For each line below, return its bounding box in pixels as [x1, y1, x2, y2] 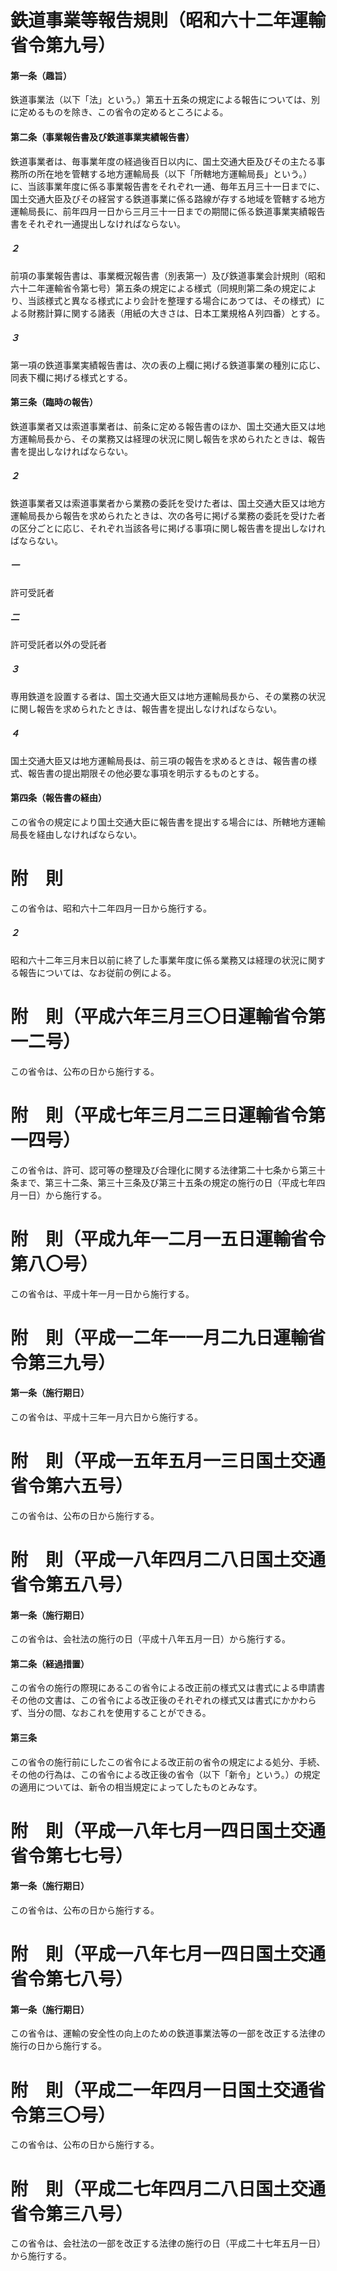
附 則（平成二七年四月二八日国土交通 [10, 2177, 327, 2200]
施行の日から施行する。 [10, 2040, 107, 2052]
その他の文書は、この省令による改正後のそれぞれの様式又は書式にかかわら [10, 1694, 317, 1706]
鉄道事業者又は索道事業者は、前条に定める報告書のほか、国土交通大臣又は [10, 420, 317, 432]
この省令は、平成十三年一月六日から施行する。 [10, 1411, 203, 1423]
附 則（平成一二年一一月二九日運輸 [10, 1326, 309, 1349]
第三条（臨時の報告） [10, 396, 98, 408]
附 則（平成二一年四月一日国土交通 [10, 2079, 309, 2101]
